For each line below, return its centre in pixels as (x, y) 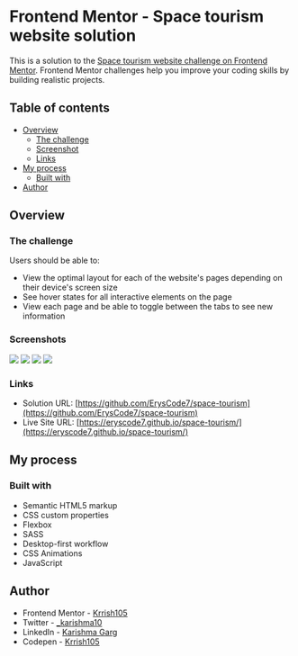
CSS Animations (52, 553)
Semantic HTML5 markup (70, 505)
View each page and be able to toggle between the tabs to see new (147, 307)
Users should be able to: (55, 261)
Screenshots (38, 339)
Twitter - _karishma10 (62, 622)
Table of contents (59, 108)
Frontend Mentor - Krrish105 (75, 613)
